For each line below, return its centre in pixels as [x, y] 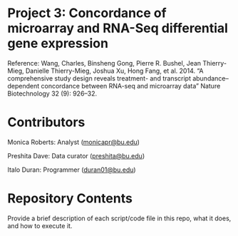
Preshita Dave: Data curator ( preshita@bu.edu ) [76, 155]
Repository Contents [70, 199]
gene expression [58, 43]
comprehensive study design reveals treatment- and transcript [99, 78]
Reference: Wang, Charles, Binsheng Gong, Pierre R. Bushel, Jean [104, 63]
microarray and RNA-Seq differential [118, 28]
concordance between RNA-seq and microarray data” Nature [131, 86]
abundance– [211, 78]
